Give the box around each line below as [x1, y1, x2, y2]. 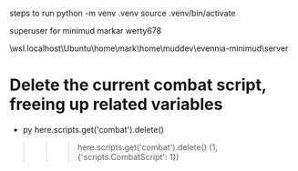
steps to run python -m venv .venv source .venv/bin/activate [9, 8, 236, 18]
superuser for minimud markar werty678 [9, 25, 162, 35]
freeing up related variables [9, 95, 223, 115]
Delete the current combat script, [9, 75, 267, 96]
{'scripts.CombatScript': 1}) [77, 151, 180, 162]
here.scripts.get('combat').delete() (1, [77, 141, 219, 153]
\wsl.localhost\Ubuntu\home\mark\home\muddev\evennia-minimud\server [9, 43, 289, 54]
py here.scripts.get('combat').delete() [22, 124, 164, 135]
